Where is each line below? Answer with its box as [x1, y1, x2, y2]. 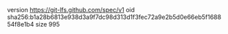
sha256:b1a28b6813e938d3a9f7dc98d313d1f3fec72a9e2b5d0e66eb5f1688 [7, 13, 222, 21]
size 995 [35, 20, 60, 28]
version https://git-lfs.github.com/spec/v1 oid [7, 6, 135, 14]
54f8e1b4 [7, 20, 34, 28]
